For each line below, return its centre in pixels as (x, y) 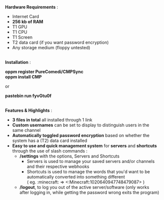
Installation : (18, 62)
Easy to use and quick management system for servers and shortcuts (84, 146)
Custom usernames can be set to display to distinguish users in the (81, 125)
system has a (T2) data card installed (49, 140)
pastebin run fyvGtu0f (28, 96)
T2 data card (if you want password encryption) (60, 42)
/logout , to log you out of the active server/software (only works (84, 187)
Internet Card (25, 16)
